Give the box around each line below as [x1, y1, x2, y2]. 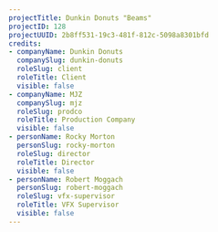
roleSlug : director [16, 149, 91, 158]
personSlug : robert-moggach [16, 184, 124, 193]
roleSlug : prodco [16, 107, 83, 116]
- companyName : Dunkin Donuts [8, 47, 124, 57]
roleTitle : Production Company [16, 115, 136, 124]
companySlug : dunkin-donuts [16, 56, 124, 65]
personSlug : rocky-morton [16, 141, 116, 150]
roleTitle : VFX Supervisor [16, 200, 119, 210]
